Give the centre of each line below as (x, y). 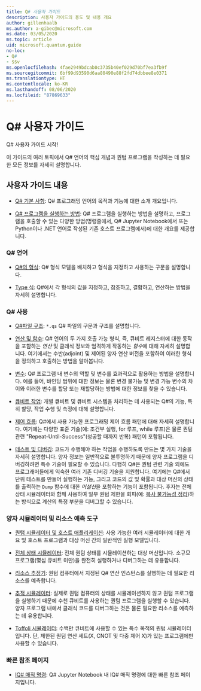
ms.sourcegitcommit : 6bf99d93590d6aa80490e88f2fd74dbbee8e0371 (87, 73)
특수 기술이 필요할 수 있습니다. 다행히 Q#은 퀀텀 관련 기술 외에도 (115, 464)
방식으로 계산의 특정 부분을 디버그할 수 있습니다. (77, 502)
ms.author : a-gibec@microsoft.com (49, 28)
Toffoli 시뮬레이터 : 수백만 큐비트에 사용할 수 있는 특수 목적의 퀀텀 (90, 628)
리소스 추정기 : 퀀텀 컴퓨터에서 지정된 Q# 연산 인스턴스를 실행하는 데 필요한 (101, 573)
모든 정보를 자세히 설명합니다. (47, 165)
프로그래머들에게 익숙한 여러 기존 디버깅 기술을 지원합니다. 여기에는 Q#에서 (102, 472)
